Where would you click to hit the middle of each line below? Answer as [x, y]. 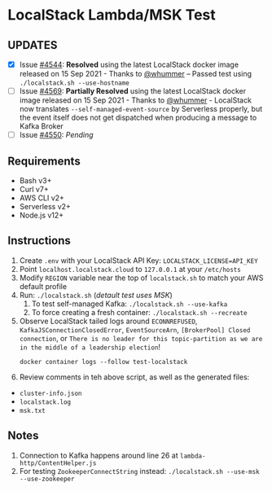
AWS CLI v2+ [42, 198]
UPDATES [33, 45]
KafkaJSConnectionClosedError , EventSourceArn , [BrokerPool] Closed [135, 329]
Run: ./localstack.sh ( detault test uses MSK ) [96, 295]
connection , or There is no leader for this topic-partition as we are [141, 338]
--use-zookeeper [47, 479]
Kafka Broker [42, 126]
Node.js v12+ [42, 215]
